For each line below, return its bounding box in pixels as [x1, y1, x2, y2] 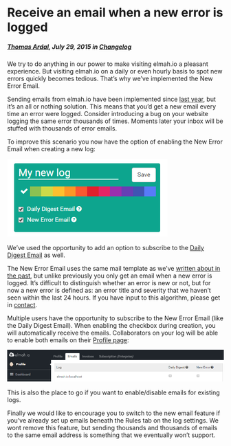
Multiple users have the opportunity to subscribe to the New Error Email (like [7, 314, 223, 322]
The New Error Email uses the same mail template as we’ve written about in [7, 265, 221, 273]
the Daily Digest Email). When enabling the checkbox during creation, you [7, 322, 216, 330]
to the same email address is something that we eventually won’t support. [7, 431, 216, 439]
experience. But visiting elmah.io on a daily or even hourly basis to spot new [7, 67, 223, 76]
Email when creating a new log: [7, 145, 96, 153]
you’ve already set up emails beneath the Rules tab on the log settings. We [7, 416, 219, 424]
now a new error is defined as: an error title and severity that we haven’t [7, 287, 211, 295]
